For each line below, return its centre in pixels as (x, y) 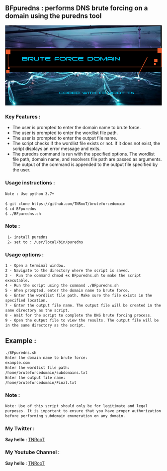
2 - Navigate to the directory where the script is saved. (68, 271)
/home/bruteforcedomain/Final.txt (41, 383)
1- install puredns (28, 237)
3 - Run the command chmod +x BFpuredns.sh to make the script (73, 276)
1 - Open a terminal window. (35, 266)
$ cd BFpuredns (21, 209)
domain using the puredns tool (53, 16)
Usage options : (25, 255)
